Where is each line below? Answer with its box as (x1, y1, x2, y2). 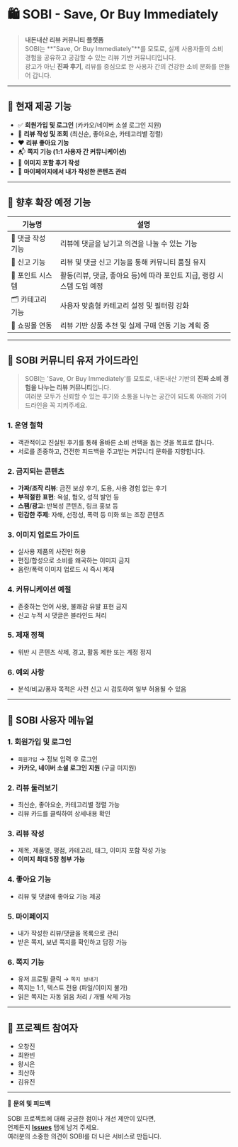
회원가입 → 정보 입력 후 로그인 (17, 754, 98, 763)
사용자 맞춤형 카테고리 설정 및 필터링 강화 (59, 301, 189, 311)
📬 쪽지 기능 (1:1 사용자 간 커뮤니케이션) (17, 147, 127, 155)
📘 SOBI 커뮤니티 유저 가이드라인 (7, 354, 139, 366)
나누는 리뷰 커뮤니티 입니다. (38, 383, 112, 392)
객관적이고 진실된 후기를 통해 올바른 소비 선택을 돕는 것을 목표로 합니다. (17, 438, 215, 446)
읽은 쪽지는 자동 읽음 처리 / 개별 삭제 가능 (17, 992, 132, 1001)
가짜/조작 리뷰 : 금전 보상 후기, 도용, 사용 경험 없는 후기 (17, 484, 167, 492)
